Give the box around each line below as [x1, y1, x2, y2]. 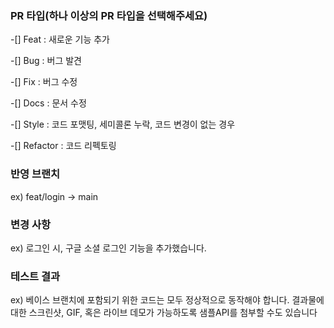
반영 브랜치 [10, 167, 61, 181]
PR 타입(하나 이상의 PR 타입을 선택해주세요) [10, 8, 208, 22]
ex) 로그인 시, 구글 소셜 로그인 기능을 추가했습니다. [10, 242, 207, 254]
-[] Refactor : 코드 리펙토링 [10, 140, 117, 152]
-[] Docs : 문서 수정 [10, 97, 87, 109]
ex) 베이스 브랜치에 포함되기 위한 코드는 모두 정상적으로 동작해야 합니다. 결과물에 [10, 294, 325, 306]
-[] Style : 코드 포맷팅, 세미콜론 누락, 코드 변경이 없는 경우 [10, 118, 236, 131]
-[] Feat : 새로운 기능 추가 [10, 33, 110, 46]
